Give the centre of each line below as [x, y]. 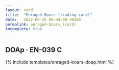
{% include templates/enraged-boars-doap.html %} [60, 62]
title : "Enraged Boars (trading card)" [49, 15]
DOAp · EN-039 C [34, 50]
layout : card [19, 10]
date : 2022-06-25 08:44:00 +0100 [43, 19]
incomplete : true [24, 29]
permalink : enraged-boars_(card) [41, 24]
